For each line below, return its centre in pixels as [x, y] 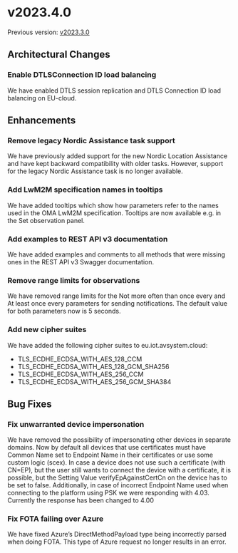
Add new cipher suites [47, 330]
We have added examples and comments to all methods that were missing [117, 254]
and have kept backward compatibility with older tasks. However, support [115, 164]
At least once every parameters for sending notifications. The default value [118, 304]
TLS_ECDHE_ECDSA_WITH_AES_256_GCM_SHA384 [94, 381]
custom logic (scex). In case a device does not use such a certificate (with [117, 462]
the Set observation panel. [46, 220]
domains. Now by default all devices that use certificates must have [107, 448]
